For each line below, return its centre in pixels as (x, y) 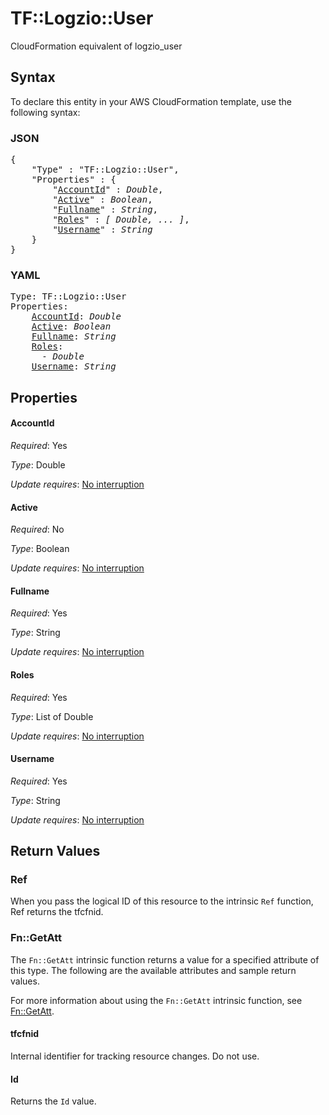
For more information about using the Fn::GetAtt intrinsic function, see (156, 1000)
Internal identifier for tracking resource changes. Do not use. (135, 1056)
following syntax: (45, 112)
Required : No (37, 529)
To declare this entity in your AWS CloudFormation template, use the (151, 101)
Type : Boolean (40, 549)
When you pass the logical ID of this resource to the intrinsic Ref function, (162, 901)
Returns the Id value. (53, 1101)
